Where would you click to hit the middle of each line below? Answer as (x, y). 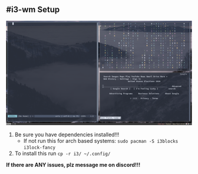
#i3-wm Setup (33, 10)
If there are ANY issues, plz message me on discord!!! (73, 165)
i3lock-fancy (39, 148)
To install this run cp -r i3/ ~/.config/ (62, 153)
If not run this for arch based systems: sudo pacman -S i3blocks (101, 141)
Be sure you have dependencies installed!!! (67, 134)
